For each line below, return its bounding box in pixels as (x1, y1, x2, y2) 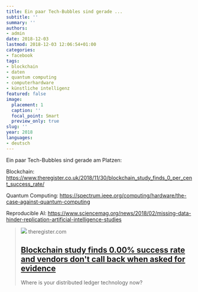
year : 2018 (6, 129, 33, 136)
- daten (6, 69, 25, 75)
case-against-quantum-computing (6, 198, 90, 205)
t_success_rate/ (6, 181, 45, 188)
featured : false (6, 91, 46, 97)
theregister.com (28, 228, 67, 235)
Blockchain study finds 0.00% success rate (20, 245, 186, 255)
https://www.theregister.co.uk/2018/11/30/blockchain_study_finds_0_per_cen (6, 174, 193, 181)
